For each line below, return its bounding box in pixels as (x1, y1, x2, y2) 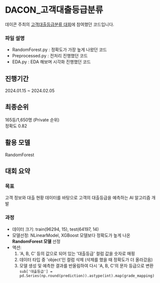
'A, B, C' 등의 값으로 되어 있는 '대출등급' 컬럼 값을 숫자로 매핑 (19, 250, 135, 256)
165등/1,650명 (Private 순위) (5, 117, 60, 123)
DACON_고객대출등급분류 (5, 4, 104, 16)
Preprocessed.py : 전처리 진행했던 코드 (12, 53, 88, 59)
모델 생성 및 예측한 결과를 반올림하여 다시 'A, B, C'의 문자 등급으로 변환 (19, 263, 154, 268)
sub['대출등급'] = (19, 269, 53, 274)
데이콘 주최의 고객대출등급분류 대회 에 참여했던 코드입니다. (5, 21, 114, 27)
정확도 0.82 (5, 123, 27, 129)
